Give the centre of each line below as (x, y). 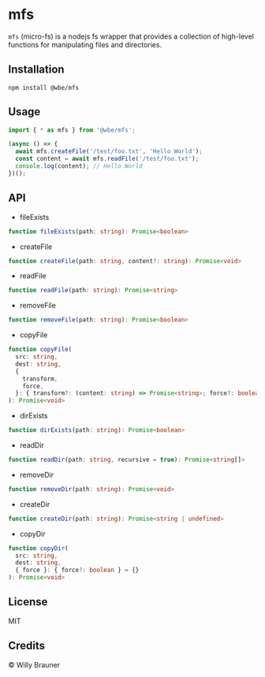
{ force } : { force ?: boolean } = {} (77, 570)
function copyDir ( (38, 548)
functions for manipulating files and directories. (85, 44)
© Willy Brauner (34, 664)
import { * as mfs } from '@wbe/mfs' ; (72, 130)
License (28, 602)
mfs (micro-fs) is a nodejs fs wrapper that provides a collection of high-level (131, 36)
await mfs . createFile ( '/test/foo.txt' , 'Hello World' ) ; (109, 151)
